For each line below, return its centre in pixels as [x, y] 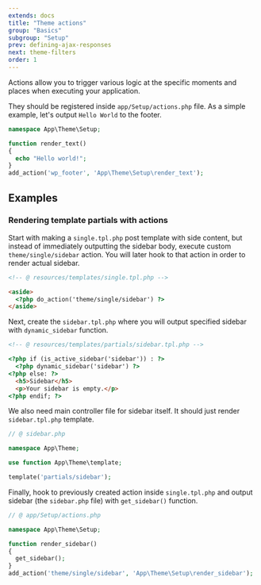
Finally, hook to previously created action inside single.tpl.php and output [130, 492]
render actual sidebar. [44, 263]
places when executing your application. [74, 90]
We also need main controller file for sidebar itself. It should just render [124, 411]
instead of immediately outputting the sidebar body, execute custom [120, 246]
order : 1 [23, 60]
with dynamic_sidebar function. [58, 330]
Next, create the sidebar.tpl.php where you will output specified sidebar [128, 321]
